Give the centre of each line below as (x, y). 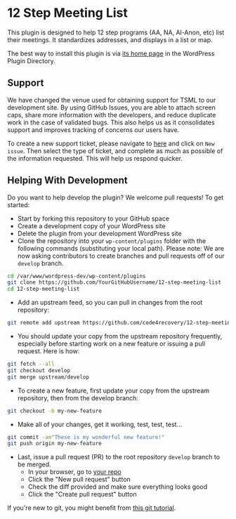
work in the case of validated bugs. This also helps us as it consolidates (111, 122)
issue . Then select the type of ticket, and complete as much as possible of (115, 151)
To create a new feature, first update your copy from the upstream (113, 390)
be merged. (34, 464)
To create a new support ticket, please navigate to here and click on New (111, 143)
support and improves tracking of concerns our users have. (93, 130)
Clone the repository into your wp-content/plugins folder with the (112, 241)
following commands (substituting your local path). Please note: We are (121, 248)
